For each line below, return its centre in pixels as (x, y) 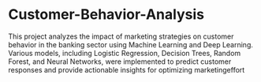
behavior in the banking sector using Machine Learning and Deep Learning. (131, 44)
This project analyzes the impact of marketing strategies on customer (121, 36)
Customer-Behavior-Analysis (106, 15)
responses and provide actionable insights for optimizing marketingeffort (127, 69)
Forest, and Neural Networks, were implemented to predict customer (120, 61)
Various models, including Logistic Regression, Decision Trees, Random (125, 53)
